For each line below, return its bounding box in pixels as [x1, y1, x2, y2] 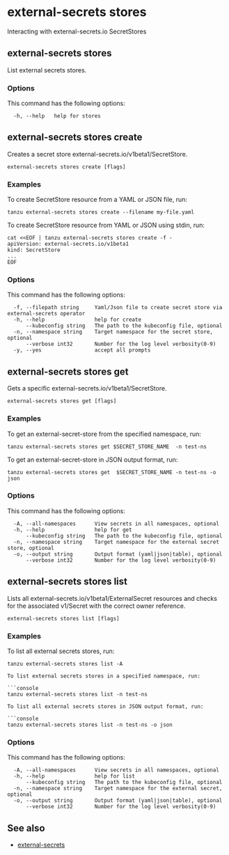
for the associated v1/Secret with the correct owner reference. [7, 602, 186, 610]
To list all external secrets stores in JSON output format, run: [7, 703, 204, 710]
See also [7, 822, 45, 834]
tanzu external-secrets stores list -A [7, 660, 123, 667]
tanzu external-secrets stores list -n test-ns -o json [7, 721, 173, 728]
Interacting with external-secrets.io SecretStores [7, 27, 147, 36]
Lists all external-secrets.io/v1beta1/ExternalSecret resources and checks [7, 594, 218, 602]
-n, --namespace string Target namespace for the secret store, [13, 329, 214, 336]
